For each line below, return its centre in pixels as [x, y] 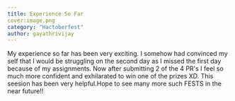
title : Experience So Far [45, 14]
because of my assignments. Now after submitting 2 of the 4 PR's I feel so [116, 69]
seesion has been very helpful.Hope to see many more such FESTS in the [114, 84]
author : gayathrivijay [41, 34]
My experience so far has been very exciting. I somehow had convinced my [117, 54]
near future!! [25, 91]
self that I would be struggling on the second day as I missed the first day [114, 61]
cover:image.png [31, 20]
